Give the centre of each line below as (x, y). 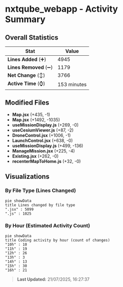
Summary (25, 19)
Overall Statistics (32, 37)
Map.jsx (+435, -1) (31, 114)
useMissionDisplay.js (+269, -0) (45, 125)
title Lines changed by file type (40, 205)
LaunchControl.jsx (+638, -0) (42, 140)
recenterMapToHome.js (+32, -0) (46, 161)
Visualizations (27, 177)
